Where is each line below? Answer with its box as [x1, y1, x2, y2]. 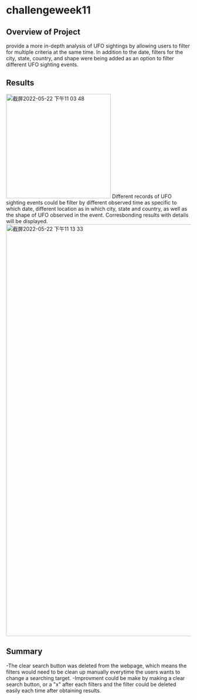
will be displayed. [6, 217, 48, 224]
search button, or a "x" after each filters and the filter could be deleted [6, 681, 176, 688]
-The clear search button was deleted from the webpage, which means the [6, 662, 187, 669]
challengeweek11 [6, 4, 91, 17]
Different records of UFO [111, 193, 172, 200]
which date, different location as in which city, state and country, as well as [6, 205, 188, 212]
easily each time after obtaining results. [6, 687, 101, 694]
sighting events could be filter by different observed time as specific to [6, 199, 177, 206]
